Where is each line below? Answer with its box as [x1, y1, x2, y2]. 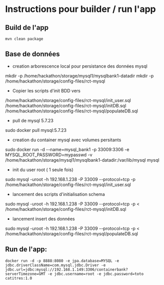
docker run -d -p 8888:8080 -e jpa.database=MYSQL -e [5, 258, 120, 263]
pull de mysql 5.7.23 [12, 117, 54, 123]
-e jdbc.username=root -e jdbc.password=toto [47, 271, 144, 277]
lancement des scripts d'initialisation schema [12, 191, 105, 197]
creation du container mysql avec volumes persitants [12, 137, 121, 143]
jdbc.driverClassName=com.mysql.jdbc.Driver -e [5, 263, 106, 268]
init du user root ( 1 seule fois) [12, 167, 74, 173]
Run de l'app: [5, 245, 47, 254]
